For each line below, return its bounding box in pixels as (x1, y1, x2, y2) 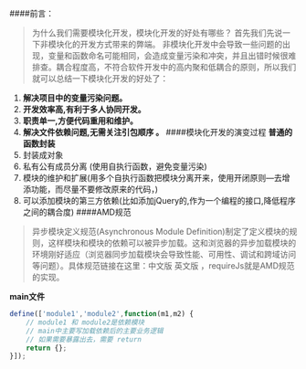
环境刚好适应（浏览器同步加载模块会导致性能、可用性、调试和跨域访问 (31, 249, 297, 259)
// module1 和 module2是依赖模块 (26, 318, 145, 327)
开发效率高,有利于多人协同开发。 (22, 104, 146, 114)
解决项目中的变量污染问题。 (22, 92, 128, 103)
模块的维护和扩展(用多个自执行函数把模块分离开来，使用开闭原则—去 (22, 173, 282, 183)
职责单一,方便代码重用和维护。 (22, 115, 139, 126)
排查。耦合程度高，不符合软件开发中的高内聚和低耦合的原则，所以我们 (31, 62, 297, 72)
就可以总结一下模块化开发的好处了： (31, 73, 169, 84)
